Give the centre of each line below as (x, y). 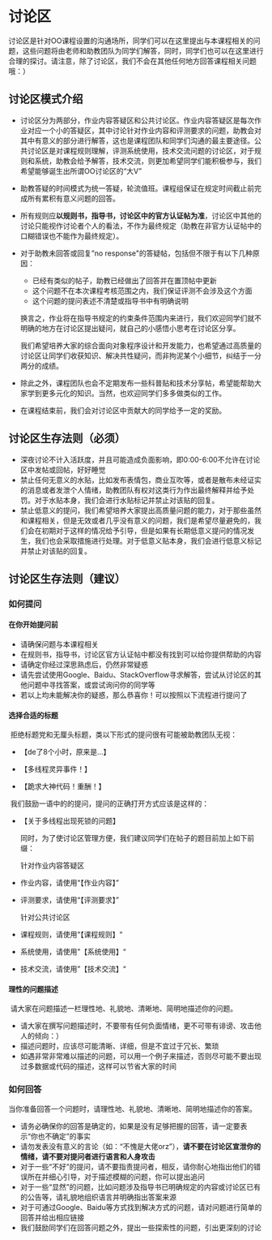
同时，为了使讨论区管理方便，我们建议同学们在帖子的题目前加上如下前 (137, 838)
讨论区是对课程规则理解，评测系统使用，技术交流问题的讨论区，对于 (141, 150)
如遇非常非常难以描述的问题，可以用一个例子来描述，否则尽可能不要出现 (140, 1057)
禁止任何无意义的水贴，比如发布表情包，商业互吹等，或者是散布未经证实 (140, 480)
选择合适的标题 (33, 715)
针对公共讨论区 (45, 917)
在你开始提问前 (33, 625)
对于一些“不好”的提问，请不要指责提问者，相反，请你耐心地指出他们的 (137, 1166)
